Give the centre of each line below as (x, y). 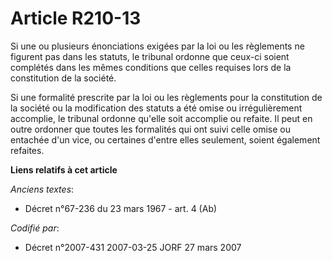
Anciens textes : (42, 189)
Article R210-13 (76, 18)
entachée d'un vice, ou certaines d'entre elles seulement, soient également (165, 139)
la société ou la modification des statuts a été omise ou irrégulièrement (156, 108)
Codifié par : (35, 228)
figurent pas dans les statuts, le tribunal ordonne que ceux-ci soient (150, 56)
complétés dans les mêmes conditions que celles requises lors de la (151, 67)
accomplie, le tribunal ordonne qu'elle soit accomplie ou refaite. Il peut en (161, 118)
